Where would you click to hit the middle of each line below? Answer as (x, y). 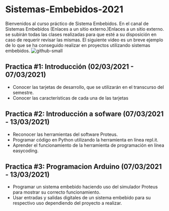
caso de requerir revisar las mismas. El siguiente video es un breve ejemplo (84, 40)
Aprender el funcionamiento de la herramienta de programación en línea (88, 145)
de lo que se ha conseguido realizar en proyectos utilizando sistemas (78, 45)
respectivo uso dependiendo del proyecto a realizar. (67, 203)
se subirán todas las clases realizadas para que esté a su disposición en (81, 34)
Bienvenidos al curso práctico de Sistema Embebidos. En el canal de (77, 24)
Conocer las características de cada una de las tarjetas (71, 98)
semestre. (23, 92)
